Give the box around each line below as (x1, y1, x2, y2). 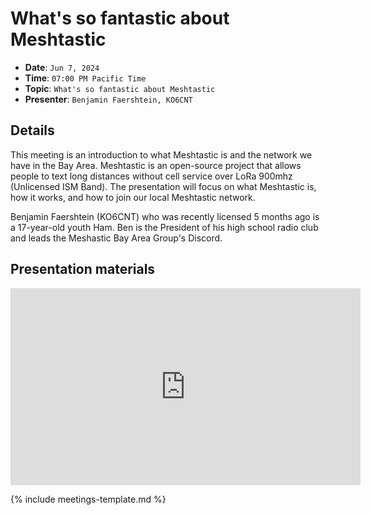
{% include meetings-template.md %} (10, 493, 167, 505)
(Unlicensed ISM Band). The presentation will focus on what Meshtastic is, (10, 180, 317, 192)
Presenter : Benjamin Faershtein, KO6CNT (24, 93, 193, 105)
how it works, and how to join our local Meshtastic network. (10, 191, 256, 203)
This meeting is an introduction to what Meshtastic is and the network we (10, 148, 313, 161)
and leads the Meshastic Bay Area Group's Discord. (10, 232, 223, 244)
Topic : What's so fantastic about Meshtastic (24, 82, 216, 94)
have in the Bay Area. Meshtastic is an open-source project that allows (10, 159, 302, 171)
